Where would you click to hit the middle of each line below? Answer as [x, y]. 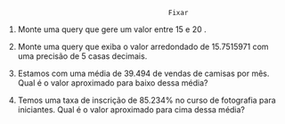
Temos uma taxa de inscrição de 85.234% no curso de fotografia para [147, 100]
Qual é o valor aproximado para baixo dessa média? [113, 83]
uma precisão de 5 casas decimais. [82, 56]
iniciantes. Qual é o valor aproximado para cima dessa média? [131, 110]
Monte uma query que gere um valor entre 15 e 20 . [112, 29]
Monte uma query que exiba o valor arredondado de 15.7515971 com [143, 46]
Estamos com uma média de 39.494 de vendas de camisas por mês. [143, 73]
